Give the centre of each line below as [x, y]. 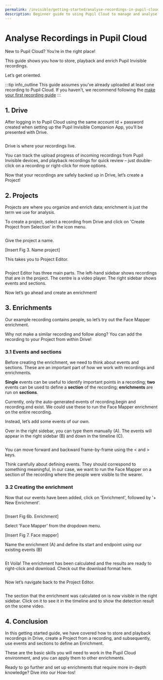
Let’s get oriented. [23, 75]
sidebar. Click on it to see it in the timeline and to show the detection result [80, 601]
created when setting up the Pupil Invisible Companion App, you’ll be [74, 127]
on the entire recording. [29, 412]
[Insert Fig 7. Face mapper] [32, 535]
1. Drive [16, 110]
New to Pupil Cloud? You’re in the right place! [50, 51]
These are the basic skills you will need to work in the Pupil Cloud [71, 653]
